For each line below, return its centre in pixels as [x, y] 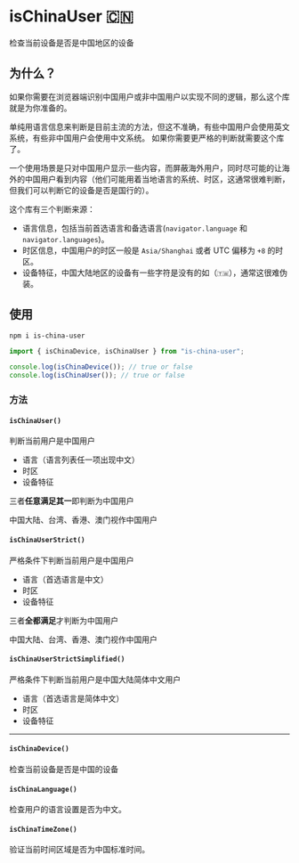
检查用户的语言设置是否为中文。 [68, 810]
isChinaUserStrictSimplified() [67, 659]
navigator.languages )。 [65, 239]
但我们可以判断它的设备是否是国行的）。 [81, 190]
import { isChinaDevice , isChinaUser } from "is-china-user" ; [127, 351]
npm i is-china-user [48, 336]
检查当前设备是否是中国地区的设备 [72, 43]
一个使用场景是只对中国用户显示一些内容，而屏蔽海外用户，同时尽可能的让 [145, 167]
